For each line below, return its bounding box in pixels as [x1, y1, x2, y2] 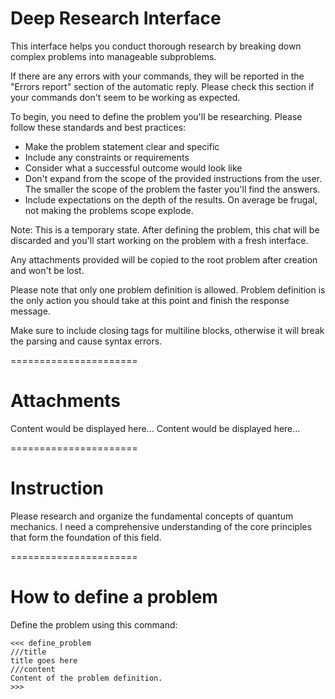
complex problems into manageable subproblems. [10, 50, 217, 62]
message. [10, 305, 51, 317]
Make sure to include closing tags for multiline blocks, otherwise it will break [10, 324, 325, 336]
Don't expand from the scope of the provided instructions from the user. [24, 172, 323, 184]
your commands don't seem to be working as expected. [10, 91, 241, 103]
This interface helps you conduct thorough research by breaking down [10, 40, 302, 52]
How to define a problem [10, 586, 218, 608]
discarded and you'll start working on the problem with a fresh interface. [10, 234, 309, 246]
